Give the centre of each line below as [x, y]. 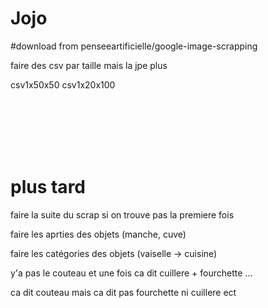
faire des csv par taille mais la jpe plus [89, 65]
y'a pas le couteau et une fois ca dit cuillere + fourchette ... [131, 273]
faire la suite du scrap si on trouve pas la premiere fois [122, 214]
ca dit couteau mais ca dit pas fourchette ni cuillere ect [123, 292]
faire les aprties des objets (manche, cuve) [98, 234]
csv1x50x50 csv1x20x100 [63, 84]
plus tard [48, 187]
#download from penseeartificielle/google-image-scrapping [134, 46]
